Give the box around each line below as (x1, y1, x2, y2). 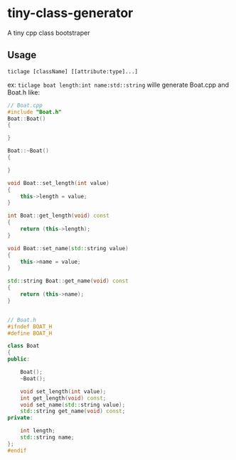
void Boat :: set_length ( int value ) (7, 179, 110, 186)
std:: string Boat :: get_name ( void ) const (7, 277, 129, 285)
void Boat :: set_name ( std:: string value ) (7, 245, 129, 252)
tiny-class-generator (7, 5, 134, 21)
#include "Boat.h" (7, 108, 62, 115)
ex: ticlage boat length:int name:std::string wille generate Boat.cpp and (7, 80, 230, 89)
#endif (7, 446, 27, 454)
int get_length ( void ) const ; (20, 395, 107, 402)
